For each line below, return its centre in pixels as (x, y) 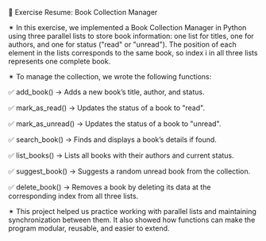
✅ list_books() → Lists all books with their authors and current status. (121, 155)
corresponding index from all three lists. (73, 196)
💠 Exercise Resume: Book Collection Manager (83, 12)
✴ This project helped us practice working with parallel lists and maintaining (132, 211)
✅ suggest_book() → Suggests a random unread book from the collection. (129, 171)
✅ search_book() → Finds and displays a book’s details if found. (112, 140)
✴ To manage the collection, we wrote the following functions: (110, 77)
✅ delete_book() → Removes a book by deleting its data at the (110, 187)
